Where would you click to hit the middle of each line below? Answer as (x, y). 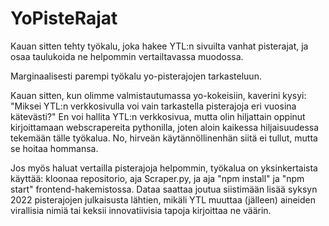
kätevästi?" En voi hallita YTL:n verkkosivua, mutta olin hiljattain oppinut (158, 116)
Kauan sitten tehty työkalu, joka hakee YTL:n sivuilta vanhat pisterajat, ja (159, 46)
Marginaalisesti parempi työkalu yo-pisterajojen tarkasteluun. (136, 76)
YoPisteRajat (64, 18)
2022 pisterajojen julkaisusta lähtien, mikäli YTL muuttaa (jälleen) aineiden (163, 199)
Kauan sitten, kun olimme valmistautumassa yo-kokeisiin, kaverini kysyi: (158, 95)
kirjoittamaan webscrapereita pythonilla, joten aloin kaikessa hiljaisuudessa (165, 127)
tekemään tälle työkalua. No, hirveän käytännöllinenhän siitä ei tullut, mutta (164, 138)
